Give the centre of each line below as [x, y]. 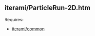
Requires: [14, 19]
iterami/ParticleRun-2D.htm [47, 8]
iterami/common [28, 29]
